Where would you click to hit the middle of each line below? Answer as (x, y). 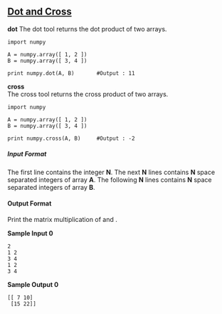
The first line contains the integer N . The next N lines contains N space (111, 172)
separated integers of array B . (51, 187)
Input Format (27, 154)
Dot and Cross (40, 12)
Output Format (30, 203)
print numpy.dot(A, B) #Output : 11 (71, 73)
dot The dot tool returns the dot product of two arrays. (87, 29)
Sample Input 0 (30, 233)
